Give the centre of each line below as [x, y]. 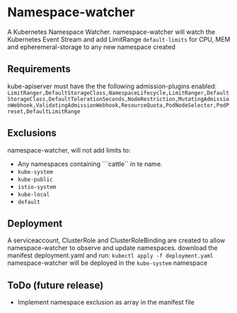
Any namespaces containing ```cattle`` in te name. [90, 164]
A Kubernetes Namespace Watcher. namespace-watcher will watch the [111, 32]
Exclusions [32, 133]
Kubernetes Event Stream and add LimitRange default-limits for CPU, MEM [119, 39]
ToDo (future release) [56, 285]
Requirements [39, 69]
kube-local [34, 194]
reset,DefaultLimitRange [44, 111]
